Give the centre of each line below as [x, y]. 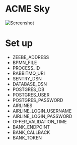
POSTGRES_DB [28, 89]
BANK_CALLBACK [31, 132]
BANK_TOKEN [27, 137]
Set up [19, 43]
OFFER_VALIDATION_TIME [40, 121]
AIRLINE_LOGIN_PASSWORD [42, 116]
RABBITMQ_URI [29, 73]
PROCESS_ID [26, 68]
